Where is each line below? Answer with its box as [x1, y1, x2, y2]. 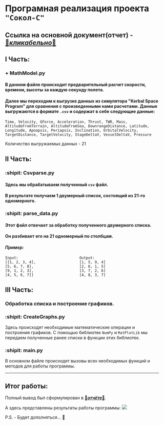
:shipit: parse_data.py [5, 210, 59, 217]
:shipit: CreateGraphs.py [5, 313, 65, 320]
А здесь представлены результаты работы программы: [5, 405, 121, 411]
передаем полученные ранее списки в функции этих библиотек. [5, 335, 140, 341]
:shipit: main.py [5, 347, 43, 354]
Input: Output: [5, 255, 95, 260]
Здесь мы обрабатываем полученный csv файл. [5, 182, 108, 187]
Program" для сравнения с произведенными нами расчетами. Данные [5, 103, 158, 109]
